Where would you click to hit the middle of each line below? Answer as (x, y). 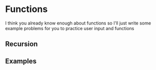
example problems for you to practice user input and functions (70, 28)
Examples (21, 61)
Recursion (22, 44)
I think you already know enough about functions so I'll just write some (78, 23)
